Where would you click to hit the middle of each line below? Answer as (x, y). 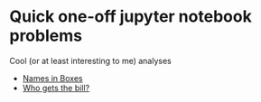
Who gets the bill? (56, 88)
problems (46, 36)
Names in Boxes (52, 78)
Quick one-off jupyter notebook (131, 17)
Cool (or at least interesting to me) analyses (90, 60)
